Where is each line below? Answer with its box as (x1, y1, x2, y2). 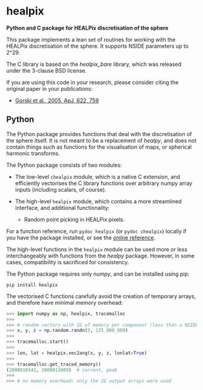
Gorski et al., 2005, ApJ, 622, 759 (14, 97, 99, 104)
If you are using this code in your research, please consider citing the (6, 79, 179, 86)
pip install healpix (6, 282, 59, 288)
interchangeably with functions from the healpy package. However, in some (6, 252, 195, 259)
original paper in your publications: (6, 85, 93, 92)
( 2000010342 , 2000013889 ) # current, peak (6, 367, 118, 373)
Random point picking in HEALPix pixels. (24, 216, 125, 223)
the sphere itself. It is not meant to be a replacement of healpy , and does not (6, 137, 197, 144)
